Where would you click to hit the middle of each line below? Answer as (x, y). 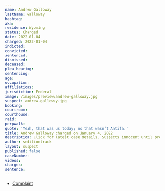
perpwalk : (15, 124)
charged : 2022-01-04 (26, 42)
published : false (23, 151)
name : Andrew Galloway (28, 10)
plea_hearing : (20, 69)
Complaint (23, 183)
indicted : (15, 46)
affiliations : (20, 87)
